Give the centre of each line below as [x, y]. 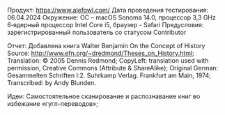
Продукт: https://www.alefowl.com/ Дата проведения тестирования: [108, 10]
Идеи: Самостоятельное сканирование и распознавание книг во [104, 96]
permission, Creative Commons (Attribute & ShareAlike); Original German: [113, 68]
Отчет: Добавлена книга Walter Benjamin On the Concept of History [106, 46]
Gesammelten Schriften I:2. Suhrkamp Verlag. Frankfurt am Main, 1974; [109, 75]
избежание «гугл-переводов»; [53, 103]
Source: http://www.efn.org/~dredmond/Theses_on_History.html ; [101, 53]
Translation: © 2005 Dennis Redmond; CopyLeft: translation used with [108, 61]
